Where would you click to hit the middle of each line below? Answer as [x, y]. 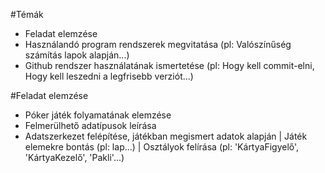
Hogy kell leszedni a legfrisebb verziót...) [109, 76]
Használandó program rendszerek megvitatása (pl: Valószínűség [158, 44]
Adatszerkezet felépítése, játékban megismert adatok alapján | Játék [166, 136]
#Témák [27, 14]
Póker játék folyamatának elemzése [98, 115]
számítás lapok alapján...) [77, 55]
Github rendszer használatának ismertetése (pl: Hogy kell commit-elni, [169, 65]
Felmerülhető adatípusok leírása [90, 125]
